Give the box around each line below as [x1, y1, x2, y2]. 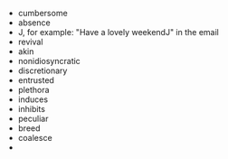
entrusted [17, 75, 54, 85]
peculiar [17, 113, 49, 124]
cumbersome [17, 8, 68, 18]
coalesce [17, 133, 52, 143]
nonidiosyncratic [17, 56, 81, 66]
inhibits [17, 104, 45, 114]
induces [17, 94, 48, 105]
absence [17, 17, 52, 28]
